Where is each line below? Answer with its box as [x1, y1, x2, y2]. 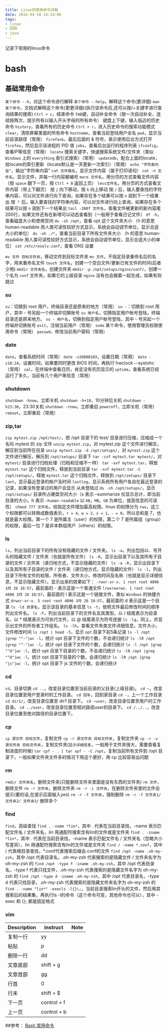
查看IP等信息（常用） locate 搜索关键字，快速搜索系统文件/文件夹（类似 [5, 149, 154, 155]
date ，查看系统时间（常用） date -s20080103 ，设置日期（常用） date [5, 354, 147, 360]
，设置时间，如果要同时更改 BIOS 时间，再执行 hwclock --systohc [18, 360, 154, 366]
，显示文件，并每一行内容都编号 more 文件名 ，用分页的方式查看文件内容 [12, 174, 159, 180]
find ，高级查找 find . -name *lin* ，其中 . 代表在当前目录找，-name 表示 [5, 823, 157, 829]
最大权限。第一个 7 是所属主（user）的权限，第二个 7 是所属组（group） [13, 516, 161, 522]
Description [7, 924, 36, 931]
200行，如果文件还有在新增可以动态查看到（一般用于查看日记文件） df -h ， [5, 211, 161, 217]
